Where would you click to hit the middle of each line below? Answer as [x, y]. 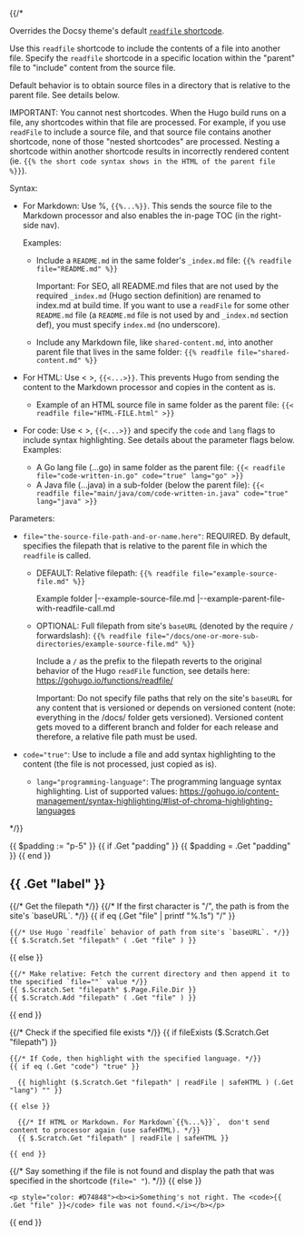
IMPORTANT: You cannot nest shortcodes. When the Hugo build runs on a [148, 112]
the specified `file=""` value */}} [78, 981]
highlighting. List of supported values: [107, 791]
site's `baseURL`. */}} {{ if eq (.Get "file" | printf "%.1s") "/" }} [123, 915]
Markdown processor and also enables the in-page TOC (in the [140, 216]
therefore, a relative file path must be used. [117, 737]
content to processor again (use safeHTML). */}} [105, 1130]
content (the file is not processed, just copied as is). [120, 764]
